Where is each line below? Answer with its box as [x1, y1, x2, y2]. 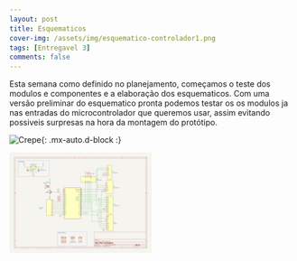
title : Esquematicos [9, 23, 88, 33]
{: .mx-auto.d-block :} [41, 135, 122, 145]
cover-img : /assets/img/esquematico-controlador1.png [9, 33, 217, 42]
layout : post [9, 14, 59, 23]
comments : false [9, 52, 70, 62]
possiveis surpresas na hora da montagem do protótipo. [9, 117, 218, 128]
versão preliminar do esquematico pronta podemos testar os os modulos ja [9, 98, 289, 108]
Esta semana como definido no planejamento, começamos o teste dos [9, 79, 271, 89]
